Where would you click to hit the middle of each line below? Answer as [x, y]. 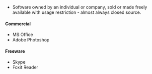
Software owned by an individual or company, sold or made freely [80, 7]
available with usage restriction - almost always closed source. [77, 12]
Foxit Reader [25, 67]
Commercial [18, 24]
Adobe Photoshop [31, 40]
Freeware [15, 51]
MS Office [23, 35]
